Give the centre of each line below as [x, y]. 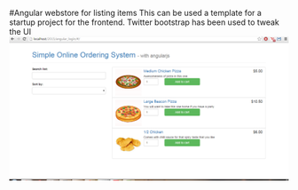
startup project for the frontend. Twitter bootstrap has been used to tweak [144, 22]
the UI [20, 32]
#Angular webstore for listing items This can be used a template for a [135, 13]
